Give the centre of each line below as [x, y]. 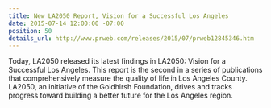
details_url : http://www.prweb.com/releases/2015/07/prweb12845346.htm [131, 38]
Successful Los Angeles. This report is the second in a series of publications [135, 70]
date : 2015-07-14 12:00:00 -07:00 [67, 23]
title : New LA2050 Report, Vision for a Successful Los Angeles [119, 16]
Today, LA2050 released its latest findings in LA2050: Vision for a [117, 61]
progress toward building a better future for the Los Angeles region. [121, 96]
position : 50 [30, 31]
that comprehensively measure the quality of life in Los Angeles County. [128, 78]
